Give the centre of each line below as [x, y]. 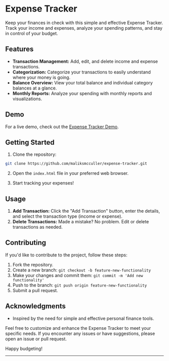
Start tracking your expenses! [43, 183]
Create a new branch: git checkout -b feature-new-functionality [81, 270]
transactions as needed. [37, 227]
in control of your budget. [32, 33]
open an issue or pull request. [36, 339]
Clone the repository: [34, 154]
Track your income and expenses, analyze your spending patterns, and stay [84, 28]
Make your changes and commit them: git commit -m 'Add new [78, 275]
